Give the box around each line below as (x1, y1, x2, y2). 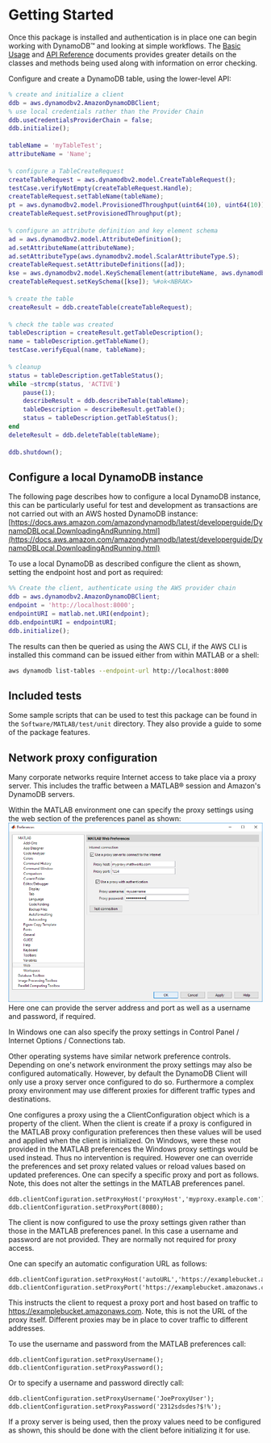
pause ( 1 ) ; (23, 388, 56, 396)
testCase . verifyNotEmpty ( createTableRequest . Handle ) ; (8, 184, 194, 192)
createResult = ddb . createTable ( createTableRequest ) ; (8, 303, 194, 312)
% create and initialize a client (8, 90, 125, 99)
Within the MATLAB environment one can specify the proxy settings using (8, 805, 254, 815)
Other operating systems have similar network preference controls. (8, 1051, 231, 1061)
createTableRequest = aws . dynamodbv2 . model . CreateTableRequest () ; (8, 175, 236, 183)
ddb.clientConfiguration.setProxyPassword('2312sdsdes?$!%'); (8, 1403, 222, 1411)
